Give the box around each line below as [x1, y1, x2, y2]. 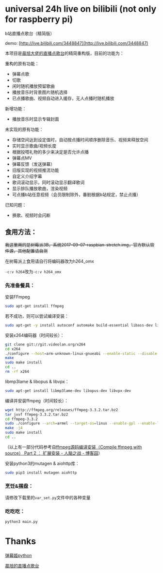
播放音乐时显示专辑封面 [12, 116, 59, 122]
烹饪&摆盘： [5, 482, 33, 489]
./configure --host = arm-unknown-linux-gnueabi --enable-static [5, 351, 136, 356]
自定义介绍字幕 [12, 173, 42, 179]
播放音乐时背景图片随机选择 [12, 89, 68, 95]
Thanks [5, 536, 36, 547]
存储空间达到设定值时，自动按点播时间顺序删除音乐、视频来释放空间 [12, 136, 148, 142]
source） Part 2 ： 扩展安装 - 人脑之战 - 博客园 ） [5, 450, 103, 456]
